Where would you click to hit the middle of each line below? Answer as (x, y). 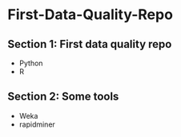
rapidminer (37, 124)
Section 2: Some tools (63, 97)
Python (31, 63)
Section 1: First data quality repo (90, 44)
